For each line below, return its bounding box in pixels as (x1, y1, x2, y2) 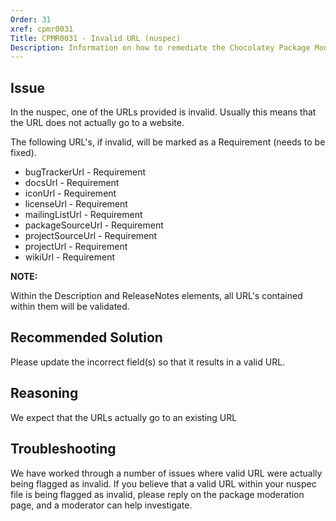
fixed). (10, 147, 37, 159)
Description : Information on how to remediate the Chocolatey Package (10, 42, 311, 53)
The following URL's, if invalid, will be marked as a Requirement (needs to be (10, 136, 326, 148)
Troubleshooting (10, 441, 117, 458)
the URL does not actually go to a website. (10, 117, 185, 129)
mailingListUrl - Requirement (24, 209, 143, 221)
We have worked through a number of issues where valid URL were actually (10, 467, 323, 479)
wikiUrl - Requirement (24, 251, 116, 263)
